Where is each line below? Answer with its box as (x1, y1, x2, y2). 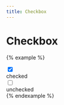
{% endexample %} (6, 92, 55, 99)
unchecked (6, 85, 34, 93)
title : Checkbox (6, 8, 47, 15)
